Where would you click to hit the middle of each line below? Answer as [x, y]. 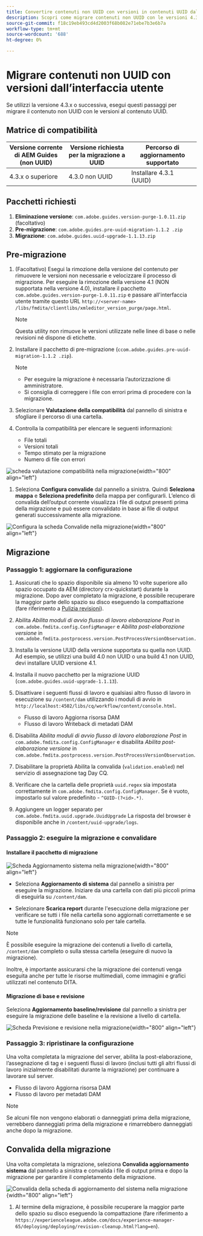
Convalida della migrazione [59, 1150]
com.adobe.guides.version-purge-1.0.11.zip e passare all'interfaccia [101, 295]
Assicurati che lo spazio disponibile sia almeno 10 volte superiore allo [101, 583]
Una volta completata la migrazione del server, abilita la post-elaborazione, [99, 1056]
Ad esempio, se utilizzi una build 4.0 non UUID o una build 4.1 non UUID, [105, 657]
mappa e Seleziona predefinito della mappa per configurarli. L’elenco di [105, 496]
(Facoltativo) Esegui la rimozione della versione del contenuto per [97, 269]
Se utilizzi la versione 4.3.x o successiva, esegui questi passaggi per [92, 105]
